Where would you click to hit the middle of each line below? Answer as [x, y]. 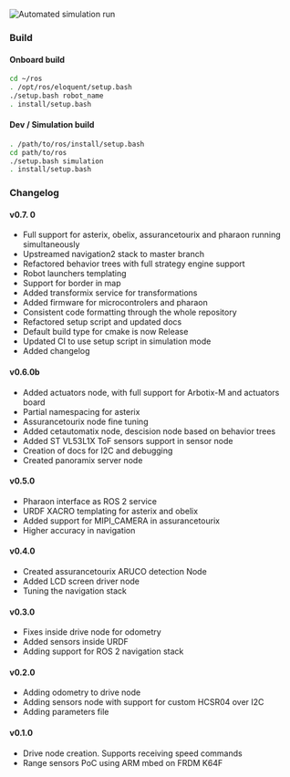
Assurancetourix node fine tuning [85, 421]
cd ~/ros [26, 79]
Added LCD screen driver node [81, 581]
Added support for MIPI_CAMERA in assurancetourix [121, 521]
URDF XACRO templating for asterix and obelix [110, 511]
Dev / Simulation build [52, 125]
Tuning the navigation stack [75, 591]
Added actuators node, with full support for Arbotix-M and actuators [151, 392]
